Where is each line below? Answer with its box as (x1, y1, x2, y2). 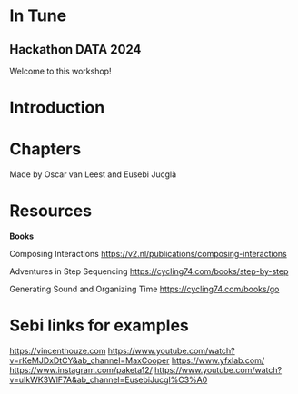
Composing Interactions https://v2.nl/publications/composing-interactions (9, 249, 288, 260)
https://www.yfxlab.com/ (171, 355, 265, 366)
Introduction (9, 97, 105, 118)
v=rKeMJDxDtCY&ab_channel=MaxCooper (9, 355, 170, 366)
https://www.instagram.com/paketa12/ (9, 365, 153, 375)
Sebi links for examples (9, 315, 189, 336)
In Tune (9, 5, 67, 26)
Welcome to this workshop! (9, 65, 112, 76)
